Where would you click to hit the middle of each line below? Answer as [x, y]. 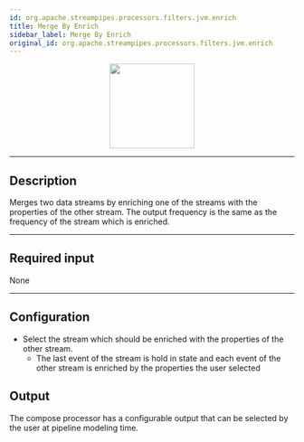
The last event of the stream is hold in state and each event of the [158, 358]
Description [43, 180]
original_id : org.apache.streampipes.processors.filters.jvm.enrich [141, 43]
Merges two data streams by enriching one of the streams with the [133, 202]
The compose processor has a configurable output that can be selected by [149, 418]
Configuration [50, 317]
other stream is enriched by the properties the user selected [148, 368]
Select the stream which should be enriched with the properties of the [153, 339]
